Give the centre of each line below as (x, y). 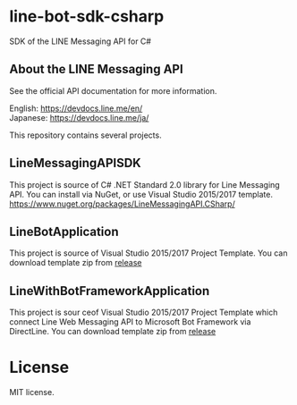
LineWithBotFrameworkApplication (110, 291)
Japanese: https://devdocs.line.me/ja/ (79, 117)
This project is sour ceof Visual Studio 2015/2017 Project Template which (144, 312)
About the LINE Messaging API (96, 69)
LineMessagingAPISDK (75, 163)
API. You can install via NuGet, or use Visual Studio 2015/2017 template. (141, 194)
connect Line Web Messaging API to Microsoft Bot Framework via (130, 322)
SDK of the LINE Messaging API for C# (81, 41)
